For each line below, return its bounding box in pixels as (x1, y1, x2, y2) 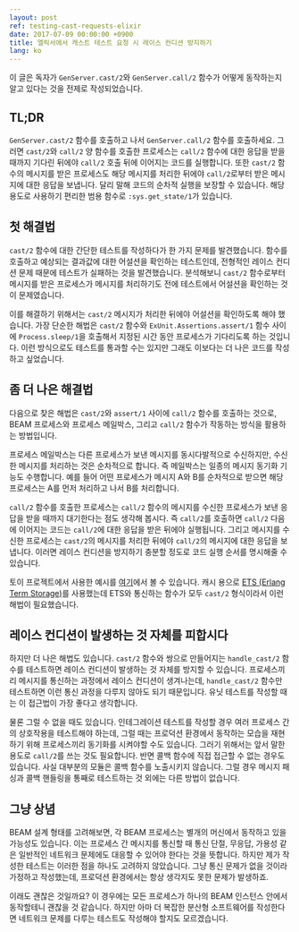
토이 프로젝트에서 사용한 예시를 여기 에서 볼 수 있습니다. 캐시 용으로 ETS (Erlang (9, 577, 286, 587)
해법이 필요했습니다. (9, 599, 79, 610)
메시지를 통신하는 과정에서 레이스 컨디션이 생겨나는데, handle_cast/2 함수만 (18, 675, 283, 686)
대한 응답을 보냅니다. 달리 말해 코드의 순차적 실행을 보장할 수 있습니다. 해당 (25, 179, 286, 190)
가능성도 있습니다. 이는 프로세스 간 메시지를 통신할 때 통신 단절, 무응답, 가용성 (9, 838, 278, 849)
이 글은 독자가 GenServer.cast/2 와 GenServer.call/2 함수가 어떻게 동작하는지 (9, 73, 283, 83)
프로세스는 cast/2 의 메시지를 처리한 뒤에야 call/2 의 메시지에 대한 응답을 (25, 534, 279, 546)
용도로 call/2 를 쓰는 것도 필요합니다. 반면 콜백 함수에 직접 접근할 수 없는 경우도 (9, 750, 286, 761)
